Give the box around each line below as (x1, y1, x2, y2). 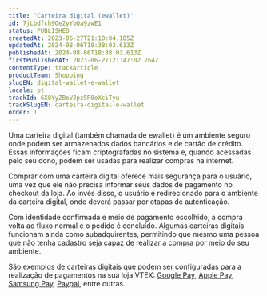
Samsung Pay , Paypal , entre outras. (8, 279, 126, 288)
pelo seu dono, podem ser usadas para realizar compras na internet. (8, 156, 234, 165)
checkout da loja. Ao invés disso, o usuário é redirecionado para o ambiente (8, 189, 258, 198)
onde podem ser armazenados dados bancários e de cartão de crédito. (8, 139, 244, 148)
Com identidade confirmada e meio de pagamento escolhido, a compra (8, 213, 244, 222)
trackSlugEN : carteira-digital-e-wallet (8, 101, 145, 109)
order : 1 (8, 109, 38, 117)
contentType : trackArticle (8, 64, 98, 72)
